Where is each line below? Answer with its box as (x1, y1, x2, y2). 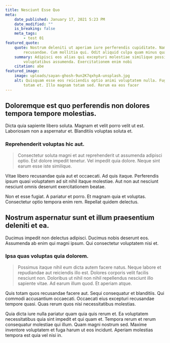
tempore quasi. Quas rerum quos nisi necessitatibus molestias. (5, 301, 136, 307)
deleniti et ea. (5, 221, 50, 230)
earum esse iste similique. (17, 163, 72, 169)
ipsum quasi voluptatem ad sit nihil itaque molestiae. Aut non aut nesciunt (5, 178, 158, 184)
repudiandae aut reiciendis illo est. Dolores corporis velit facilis (17, 269, 149, 276)
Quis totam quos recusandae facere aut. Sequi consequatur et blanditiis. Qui (5, 290, 164, 296)
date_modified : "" (14, 21, 53, 27)
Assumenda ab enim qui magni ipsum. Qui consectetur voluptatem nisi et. (5, 240, 159, 246)
